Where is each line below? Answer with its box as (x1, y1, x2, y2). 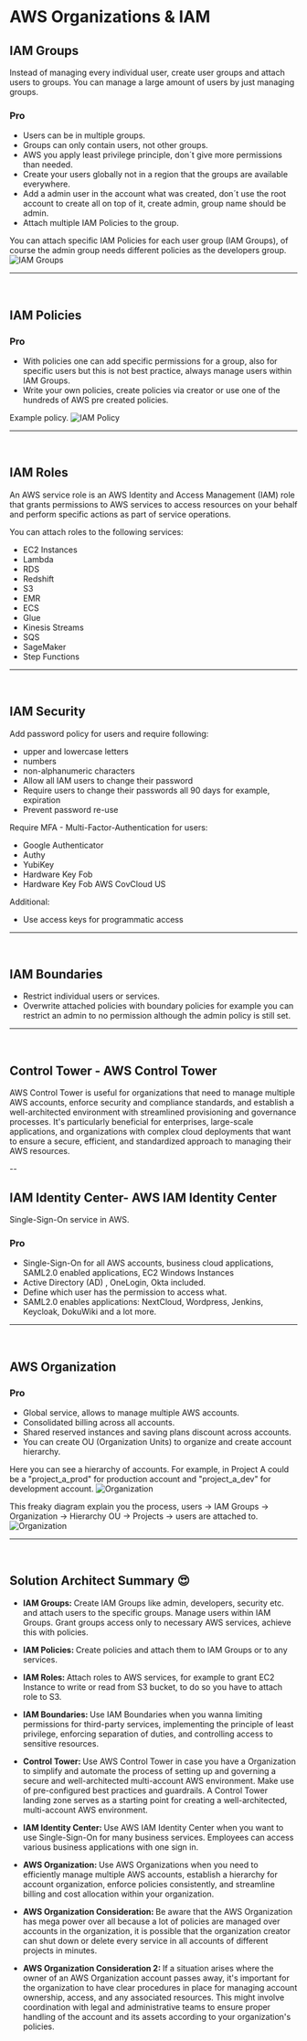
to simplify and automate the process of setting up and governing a (22, 1765, 277, 1776)
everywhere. (22, 178, 70, 189)
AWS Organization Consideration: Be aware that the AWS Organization (22, 1906, 293, 1917)
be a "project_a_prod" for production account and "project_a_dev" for (9, 1474, 271, 1485)
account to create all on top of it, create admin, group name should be (22, 198, 286, 209)
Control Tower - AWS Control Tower (9, 1063, 217, 1078)
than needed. (22, 159, 73, 170)
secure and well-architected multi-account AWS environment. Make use (22, 1775, 294, 1786)
